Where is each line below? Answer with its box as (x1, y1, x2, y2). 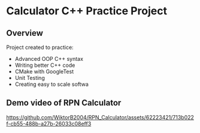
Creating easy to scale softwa (14, 81, 89, 88)
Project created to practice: (6, 44, 74, 51)
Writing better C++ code (14, 61, 75, 69)
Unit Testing (14, 75, 45, 81)
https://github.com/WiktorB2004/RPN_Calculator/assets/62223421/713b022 (6, 113, 195, 120)
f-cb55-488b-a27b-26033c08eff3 (6, 120, 92, 127)
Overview (6, 28, 44, 38)
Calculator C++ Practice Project (6, 4, 168, 18)
